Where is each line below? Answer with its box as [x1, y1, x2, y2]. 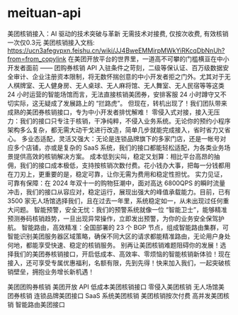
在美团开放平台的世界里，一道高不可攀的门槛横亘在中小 [67, 55, 229, 63]
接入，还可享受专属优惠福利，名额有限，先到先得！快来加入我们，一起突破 [7, 258, 225, 267]
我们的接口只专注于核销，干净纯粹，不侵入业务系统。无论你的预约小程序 [19, 116, 231, 125]
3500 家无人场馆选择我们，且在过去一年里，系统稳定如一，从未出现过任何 [7, 197, 223, 205]
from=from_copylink [7, 55, 67, 63]
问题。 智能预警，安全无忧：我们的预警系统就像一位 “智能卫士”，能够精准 [13, 205, 228, 214]
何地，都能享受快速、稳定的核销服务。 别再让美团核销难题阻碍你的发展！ [7, 241, 220, 249]
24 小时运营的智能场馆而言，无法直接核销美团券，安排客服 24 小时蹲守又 [7, 90, 221, 99]
